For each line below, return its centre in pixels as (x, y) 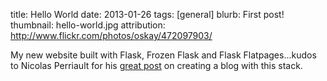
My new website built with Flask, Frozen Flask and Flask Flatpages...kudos (163, 55)
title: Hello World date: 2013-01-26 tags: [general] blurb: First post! (147, 14)
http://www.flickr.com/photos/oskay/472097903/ (111, 35)
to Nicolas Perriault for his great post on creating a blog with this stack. (156, 65)
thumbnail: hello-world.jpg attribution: (88, 25)
